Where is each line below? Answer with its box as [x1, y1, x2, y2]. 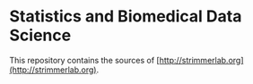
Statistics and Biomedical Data [9, 6, 242, 27]
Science [9, 25, 72, 46]
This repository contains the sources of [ [9, 55, 160, 65]
